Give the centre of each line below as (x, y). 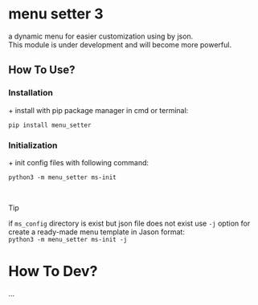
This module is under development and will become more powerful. (120, 44)
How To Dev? (53, 272)
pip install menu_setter (50, 125)
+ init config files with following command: (79, 162)
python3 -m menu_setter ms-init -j (68, 239)
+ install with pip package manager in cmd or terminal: (98, 110)
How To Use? (42, 70)
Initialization (33, 145)
